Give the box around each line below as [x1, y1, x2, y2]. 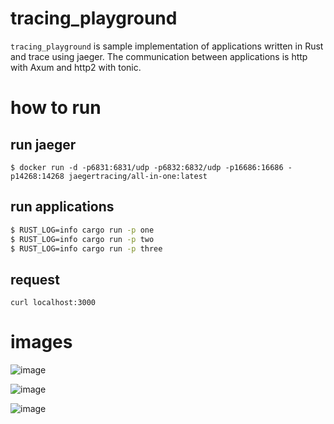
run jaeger [10, 136, 77, 153]
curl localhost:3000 [10, 298, 97, 308]
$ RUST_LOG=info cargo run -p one [10, 225, 155, 235]
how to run [10, 97, 102, 119]
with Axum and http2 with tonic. [10, 61, 142, 73]
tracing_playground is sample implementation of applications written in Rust [10, 40, 324, 52]
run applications [10, 198, 115, 216]
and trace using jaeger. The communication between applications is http [10, 50, 308, 62]
